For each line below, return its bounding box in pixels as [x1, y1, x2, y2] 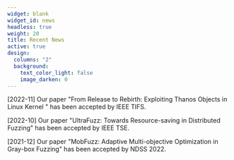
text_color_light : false [20, 69, 93, 76]
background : [13, 63, 49, 70]
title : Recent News [7, 37, 65, 44]
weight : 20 [7, 30, 40, 37]
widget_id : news [7, 17, 55, 24]
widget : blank [7, 10, 49, 18]
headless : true [7, 23, 52, 30]
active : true [7, 43, 46, 50]
